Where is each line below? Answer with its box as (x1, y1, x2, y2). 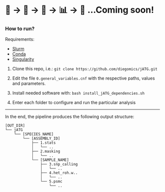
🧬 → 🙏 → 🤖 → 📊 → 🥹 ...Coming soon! (5, 4, 154, 16)
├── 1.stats (31, 140, 56, 145)
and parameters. (12, 81, 46, 86)
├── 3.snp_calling (40, 162, 78, 167)
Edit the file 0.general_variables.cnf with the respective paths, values (12, 75, 155, 82)
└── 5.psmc (40, 179, 63, 184)
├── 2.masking (31, 149, 60, 154)
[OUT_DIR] (5, 123, 26, 128)
